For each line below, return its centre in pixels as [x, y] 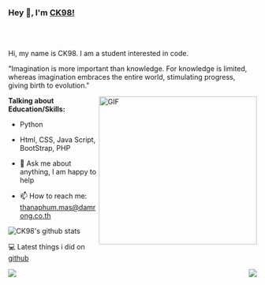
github [19, 258]
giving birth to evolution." [49, 85]
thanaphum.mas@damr [58, 208]
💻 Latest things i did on [47, 247]
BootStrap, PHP [45, 148]
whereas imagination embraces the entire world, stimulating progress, [122, 77]
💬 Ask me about [45, 163]
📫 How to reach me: [53, 196]
